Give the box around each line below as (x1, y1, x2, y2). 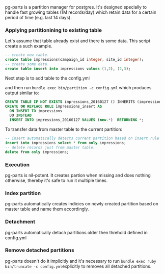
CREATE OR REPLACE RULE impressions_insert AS (5, 104, 102, 109)
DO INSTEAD (9, 113, 32, 118)
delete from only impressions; (5, 149, 69, 154)
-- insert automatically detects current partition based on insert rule (5, 136, 160, 141)
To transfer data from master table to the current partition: (5, 126, 123, 132)
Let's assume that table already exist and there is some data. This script (5, 38, 151, 44)
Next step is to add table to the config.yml (5, 75, 90, 81)
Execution (5, 161, 30, 168)
